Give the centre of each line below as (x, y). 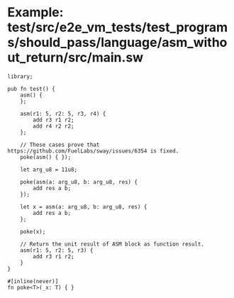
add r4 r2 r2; (54, 126)
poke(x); (33, 231)
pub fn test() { (31, 89)
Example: (35, 12)
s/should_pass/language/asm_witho (117, 43)
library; (20, 76)
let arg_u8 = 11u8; (49, 170)
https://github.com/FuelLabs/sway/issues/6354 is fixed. (93, 151)
